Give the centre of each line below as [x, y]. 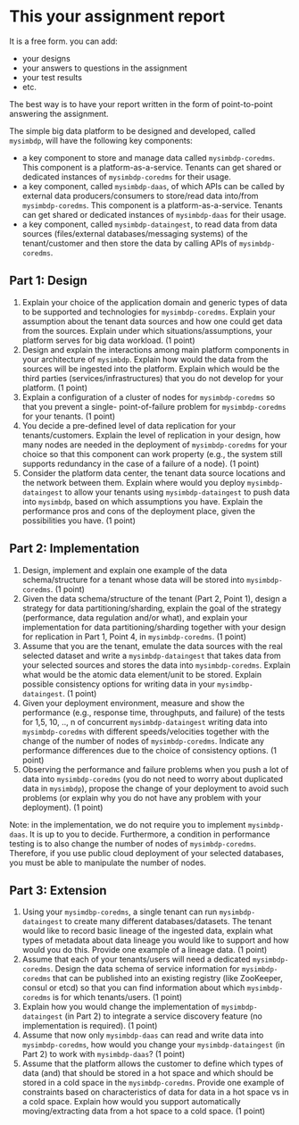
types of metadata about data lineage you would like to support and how [156, 940]
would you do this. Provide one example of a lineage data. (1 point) [145, 950]
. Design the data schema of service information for [145, 969]
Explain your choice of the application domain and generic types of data [155, 302]
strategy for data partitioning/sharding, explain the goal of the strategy [152, 608]
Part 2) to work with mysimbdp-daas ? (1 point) [104, 1054]
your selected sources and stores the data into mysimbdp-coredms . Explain [156, 665]
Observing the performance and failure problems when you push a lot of [155, 769]
